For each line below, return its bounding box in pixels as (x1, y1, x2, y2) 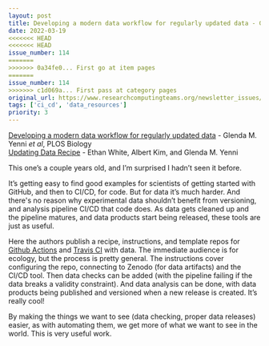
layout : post (8, 11, 52, 20)
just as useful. (8, 221, 54, 231)
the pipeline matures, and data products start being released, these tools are (8, 213, 261, 222)
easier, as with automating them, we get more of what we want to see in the (8, 320, 258, 329)
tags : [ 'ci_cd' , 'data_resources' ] (8, 101, 127, 109)
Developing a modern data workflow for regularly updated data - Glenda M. (8, 131, 258, 140)
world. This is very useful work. (8, 329, 112, 338)
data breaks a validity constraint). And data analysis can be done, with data (8, 280, 257, 288)
